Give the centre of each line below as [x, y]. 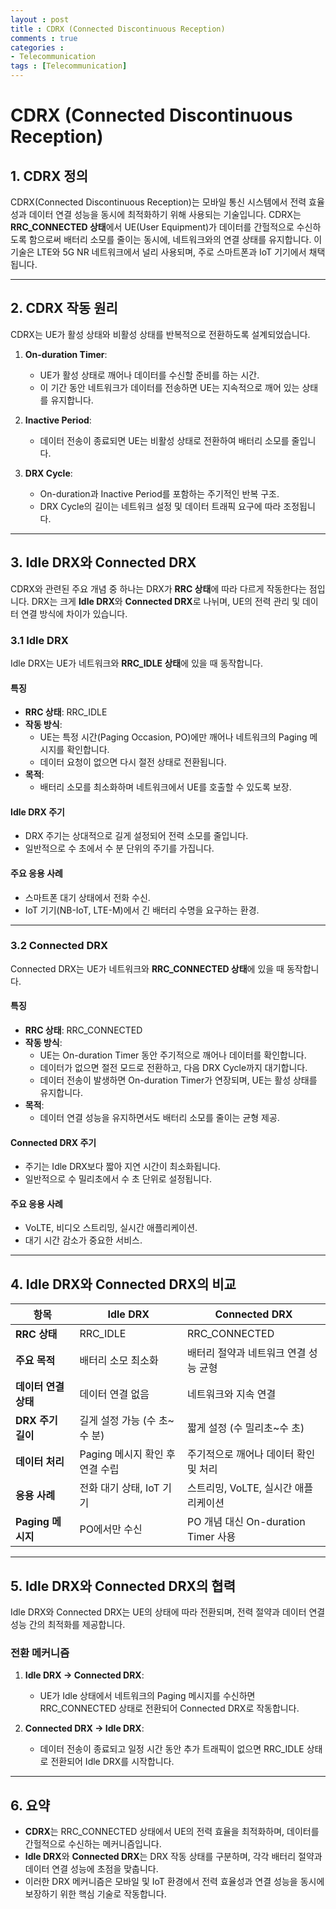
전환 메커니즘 [40, 1653]
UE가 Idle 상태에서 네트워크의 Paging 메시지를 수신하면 [147, 1696]
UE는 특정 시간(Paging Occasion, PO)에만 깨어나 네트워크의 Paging [173, 737]
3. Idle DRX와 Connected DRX [103, 562]
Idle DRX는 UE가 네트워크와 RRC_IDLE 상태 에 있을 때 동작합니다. [136, 663]
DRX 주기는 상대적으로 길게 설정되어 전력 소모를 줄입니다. [136, 836]
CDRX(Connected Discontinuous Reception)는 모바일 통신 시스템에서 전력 [158, 202]
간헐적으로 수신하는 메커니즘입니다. [93, 1844]
